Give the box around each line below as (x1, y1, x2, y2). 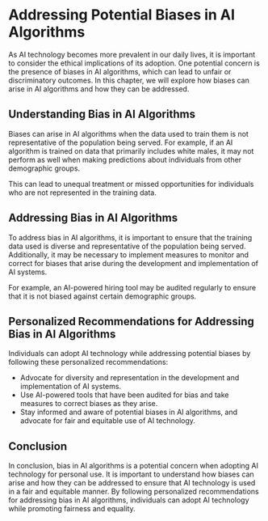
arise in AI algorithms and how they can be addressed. (8, 83, 190, 94)
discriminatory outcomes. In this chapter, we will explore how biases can (8, 75, 250, 85)
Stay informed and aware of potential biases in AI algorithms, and (19, 407, 238, 417)
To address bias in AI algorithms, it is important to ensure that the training (8, 232, 253, 242)
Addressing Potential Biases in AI (8, 6, 236, 24)
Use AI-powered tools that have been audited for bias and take (19, 390, 229, 400)
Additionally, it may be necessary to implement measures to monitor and (8, 249, 249, 260)
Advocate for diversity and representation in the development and (19, 373, 240, 383)
